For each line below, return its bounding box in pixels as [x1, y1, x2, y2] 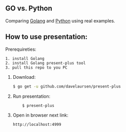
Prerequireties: [5, 46, 37, 52]
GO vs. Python [5, 4, 52, 13]
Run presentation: [12, 93, 51, 99]
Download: [12, 74, 36, 80]
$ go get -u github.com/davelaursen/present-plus [12, 84, 121, 89]
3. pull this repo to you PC [5, 65, 68, 70]
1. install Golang [5, 56, 45, 61]
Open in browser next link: [12, 112, 69, 118]
